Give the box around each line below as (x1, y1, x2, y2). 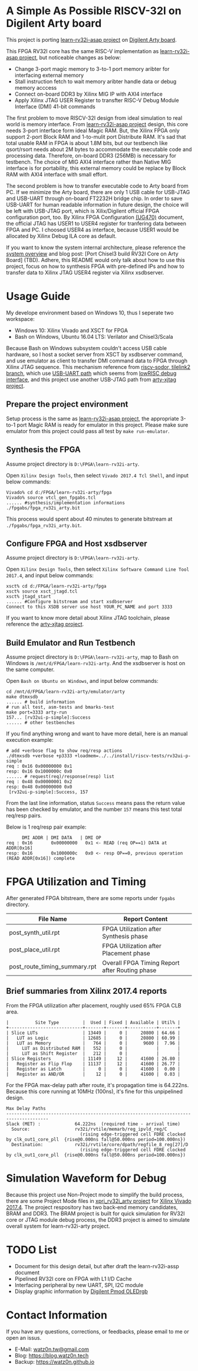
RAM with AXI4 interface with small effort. (6, 171, 108, 178)
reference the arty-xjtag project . (6, 621, 84, 628)
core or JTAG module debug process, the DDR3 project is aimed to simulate (6, 1216, 190, 1223)
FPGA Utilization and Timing (6, 875, 146, 889)
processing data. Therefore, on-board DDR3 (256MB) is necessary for (6, 152, 177, 159)
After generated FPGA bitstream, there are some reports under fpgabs (6, 895, 176, 902)
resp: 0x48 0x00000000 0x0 (6, 784, 72, 790)
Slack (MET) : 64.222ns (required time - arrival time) (6, 1121, 181, 1127)
